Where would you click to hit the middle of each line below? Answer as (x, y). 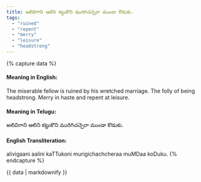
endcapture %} (25, 161)
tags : (13, 18)
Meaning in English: (32, 78)
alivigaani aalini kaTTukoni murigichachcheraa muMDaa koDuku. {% (92, 154)
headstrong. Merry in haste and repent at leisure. (68, 98)
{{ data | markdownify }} (37, 172)
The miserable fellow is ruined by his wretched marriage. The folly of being (101, 91)
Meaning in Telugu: (31, 111)
